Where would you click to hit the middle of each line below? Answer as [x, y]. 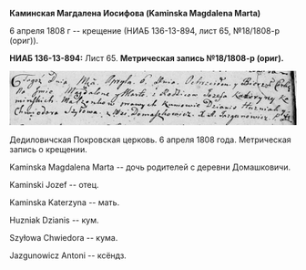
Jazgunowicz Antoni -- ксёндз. [68, 255]
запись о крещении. [49, 150]
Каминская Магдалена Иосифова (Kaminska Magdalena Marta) [135, 13]
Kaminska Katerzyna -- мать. [65, 202]
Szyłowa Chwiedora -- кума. [64, 238]
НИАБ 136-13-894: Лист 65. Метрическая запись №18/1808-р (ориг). [147, 58]
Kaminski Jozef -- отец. [54, 185]
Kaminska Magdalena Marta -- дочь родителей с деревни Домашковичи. [150, 167]
